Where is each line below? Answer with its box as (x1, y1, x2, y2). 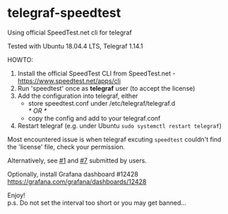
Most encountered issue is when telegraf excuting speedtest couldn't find (7, 135, 222, 144)
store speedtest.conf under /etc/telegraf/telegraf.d (28, 99, 176, 107)
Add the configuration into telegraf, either (17, 92, 138, 100)
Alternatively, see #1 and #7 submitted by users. (7, 156, 147, 165)
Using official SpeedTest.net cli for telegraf (7, 28, 132, 37)
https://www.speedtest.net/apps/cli (17, 76, 121, 85)
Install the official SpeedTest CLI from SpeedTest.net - (17, 69, 176, 77)
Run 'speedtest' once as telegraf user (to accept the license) (17, 84, 196, 92)
